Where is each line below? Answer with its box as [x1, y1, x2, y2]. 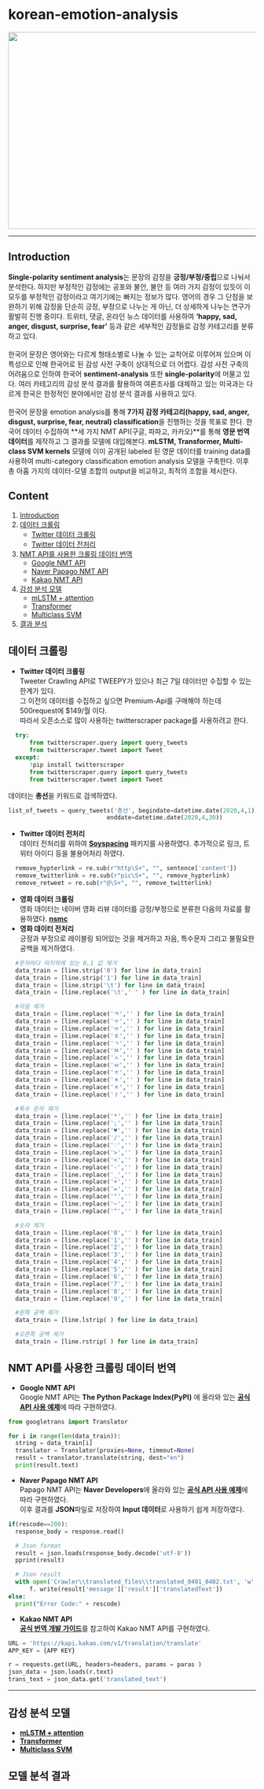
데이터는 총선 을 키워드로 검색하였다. [8, 791, 118, 800]
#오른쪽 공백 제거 [15, 1331, 64, 1339]
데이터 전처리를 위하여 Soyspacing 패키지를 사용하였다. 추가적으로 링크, [19, 839, 242, 848]
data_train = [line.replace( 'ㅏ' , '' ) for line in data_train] [15, 1091, 225, 1098]
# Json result [15, 1571, 61, 1579]
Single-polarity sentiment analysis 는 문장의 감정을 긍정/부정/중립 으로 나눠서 [8, 272, 251, 281]
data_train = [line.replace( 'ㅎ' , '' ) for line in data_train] [15, 1032, 225, 1040]
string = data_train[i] [15, 1439, 93, 1447]
